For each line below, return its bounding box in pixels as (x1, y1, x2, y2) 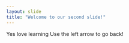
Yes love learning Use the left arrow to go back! (6, 30, 124, 37)
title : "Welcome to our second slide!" (6, 14, 106, 20)
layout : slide (6, 8, 42, 15)
